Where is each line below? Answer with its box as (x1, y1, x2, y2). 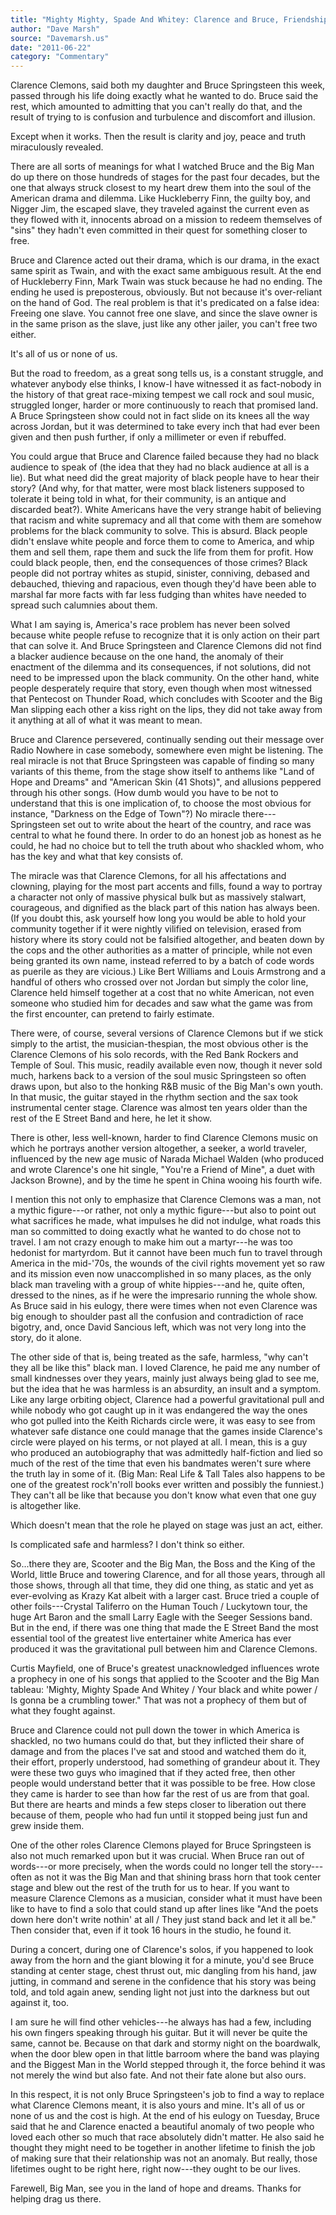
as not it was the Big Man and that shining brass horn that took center (33, 1871, 322, 1883)
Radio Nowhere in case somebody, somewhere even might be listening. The (10, 744, 324, 756)
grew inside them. (10, 1820, 85, 1832)
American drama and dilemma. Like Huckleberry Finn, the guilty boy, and (10, 192, 311, 205)
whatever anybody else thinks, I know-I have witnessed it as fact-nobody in (10, 378, 322, 390)
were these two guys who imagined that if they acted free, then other (10, 1767, 296, 1779)
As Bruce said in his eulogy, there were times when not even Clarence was (10, 1300, 318, 1312)
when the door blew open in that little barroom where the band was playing (10, 2048, 320, 2060)
